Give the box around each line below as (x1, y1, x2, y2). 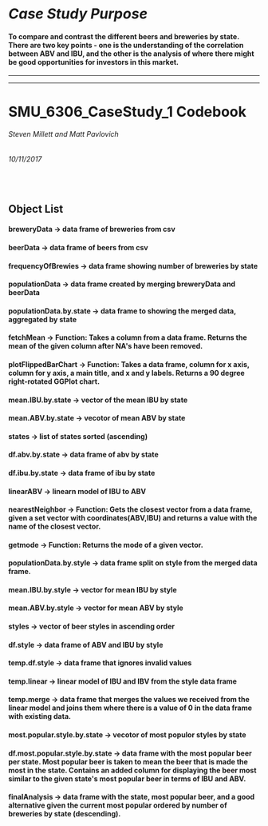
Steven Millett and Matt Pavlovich (8, 130, 120, 139)
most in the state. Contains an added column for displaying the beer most (8, 765, 257, 775)
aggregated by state (8, 314, 77, 324)
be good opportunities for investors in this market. (8, 57, 179, 66)
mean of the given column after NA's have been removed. (8, 341, 203, 351)
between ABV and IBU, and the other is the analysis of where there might (8, 49, 254, 58)
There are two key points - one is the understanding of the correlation (8, 40, 244, 50)
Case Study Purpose (8, 5, 148, 23)
